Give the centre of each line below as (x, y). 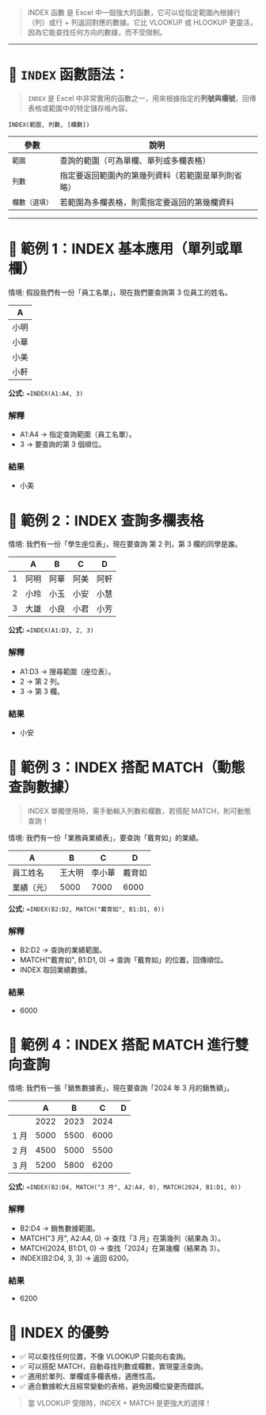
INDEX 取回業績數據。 (56, 970)
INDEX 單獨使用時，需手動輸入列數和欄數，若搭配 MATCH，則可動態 (139, 811)
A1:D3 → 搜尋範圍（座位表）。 (67, 671)
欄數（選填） (32, 202)
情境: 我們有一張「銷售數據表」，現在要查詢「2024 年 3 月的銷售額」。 (121, 1088)
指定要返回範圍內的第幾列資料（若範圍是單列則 (147, 175)
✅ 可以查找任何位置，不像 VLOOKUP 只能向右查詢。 (104, 1356)
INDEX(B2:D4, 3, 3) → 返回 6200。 (76, 1258)
